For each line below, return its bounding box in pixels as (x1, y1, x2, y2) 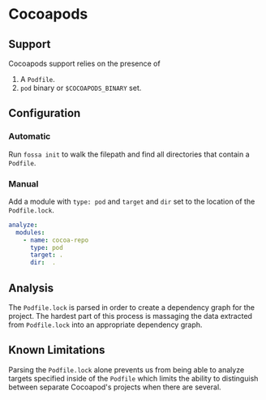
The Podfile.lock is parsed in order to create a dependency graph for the (8, 303, 255, 312)
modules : (15, 228, 45, 236)
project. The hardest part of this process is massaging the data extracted (8, 312, 253, 321)
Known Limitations (8, 343, 105, 357)
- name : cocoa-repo (23, 236, 89, 244)
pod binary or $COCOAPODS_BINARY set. (19, 83, 142, 92)
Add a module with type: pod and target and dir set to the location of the (8, 196, 255, 206)
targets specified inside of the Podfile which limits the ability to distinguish (8, 373, 259, 383)
